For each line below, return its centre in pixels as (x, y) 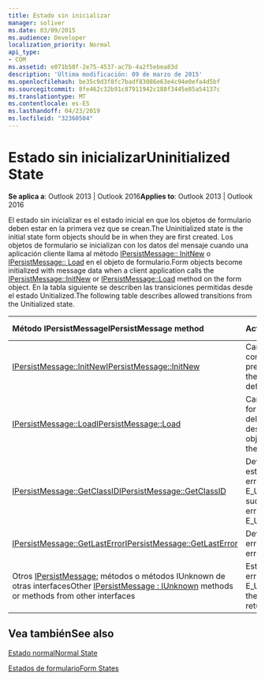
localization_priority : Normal (60, 45)
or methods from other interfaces (74, 595)
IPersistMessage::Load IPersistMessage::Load (97, 424)
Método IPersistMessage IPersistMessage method (108, 328)
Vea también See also (61, 634)
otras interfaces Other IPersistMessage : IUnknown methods (123, 586)
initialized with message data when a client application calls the (111, 270)
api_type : (24, 52)
